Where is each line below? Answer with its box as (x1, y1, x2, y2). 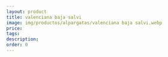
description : (6, 36, 39, 42)
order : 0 (6, 42, 28, 48)
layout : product (6, 8, 47, 15)
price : (6, 25, 23, 31)
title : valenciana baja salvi (6, 14, 82, 20)
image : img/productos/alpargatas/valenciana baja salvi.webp (6, 20, 163, 26)
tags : (6, 31, 20, 37)
